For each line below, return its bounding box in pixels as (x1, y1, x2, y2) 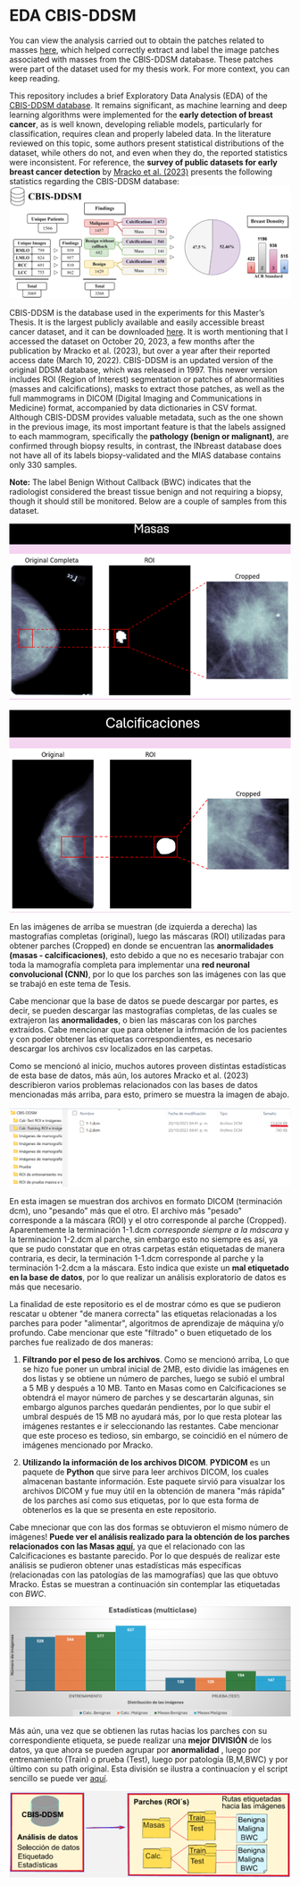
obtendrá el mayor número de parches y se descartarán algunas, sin (21, 1392, 274, 1403)
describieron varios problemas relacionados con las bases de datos (9, 1080, 259, 1091)
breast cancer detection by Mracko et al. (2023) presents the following (9, 166, 273, 177)
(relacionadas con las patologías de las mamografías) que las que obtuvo (9, 1569, 279, 1580)
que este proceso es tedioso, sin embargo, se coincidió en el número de (21, 1430, 288, 1440)
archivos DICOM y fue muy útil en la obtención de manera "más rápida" (21, 1485, 286, 1496)
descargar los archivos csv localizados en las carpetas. (9, 1043, 213, 1054)
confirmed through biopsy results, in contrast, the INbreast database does (9, 440, 282, 451)
